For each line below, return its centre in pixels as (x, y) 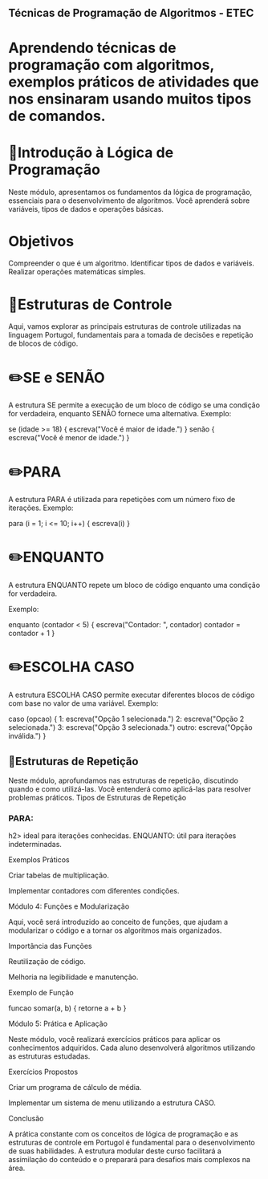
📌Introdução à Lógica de (91, 152)
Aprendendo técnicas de (92, 48)
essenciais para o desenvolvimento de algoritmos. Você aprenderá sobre (129, 201)
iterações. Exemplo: (41, 508)
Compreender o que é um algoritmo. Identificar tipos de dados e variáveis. (132, 263)
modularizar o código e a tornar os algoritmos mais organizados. (115, 930)
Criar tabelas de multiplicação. (59, 875)
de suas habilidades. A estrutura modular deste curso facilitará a (115, 1151)
